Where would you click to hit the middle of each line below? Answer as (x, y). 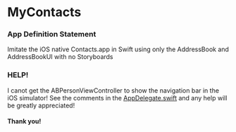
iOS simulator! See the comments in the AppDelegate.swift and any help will (117, 98)
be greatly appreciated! (41, 105)
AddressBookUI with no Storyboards (60, 57)
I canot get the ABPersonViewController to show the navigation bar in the (113, 90)
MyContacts (44, 12)
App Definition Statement (52, 34)
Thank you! (24, 121)
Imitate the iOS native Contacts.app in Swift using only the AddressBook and (118, 49)
